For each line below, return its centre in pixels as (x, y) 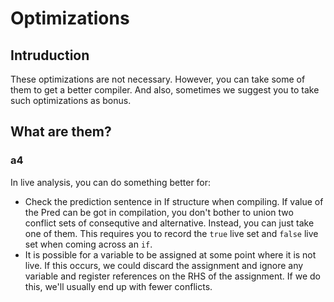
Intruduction (50, 55)
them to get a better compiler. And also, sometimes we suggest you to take (165, 90)
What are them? (61, 132)
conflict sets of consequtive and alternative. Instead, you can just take (169, 223)
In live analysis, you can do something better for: (111, 182)
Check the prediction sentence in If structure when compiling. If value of (174, 201)
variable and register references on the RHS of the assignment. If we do (172, 276)
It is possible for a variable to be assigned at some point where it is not (170, 254)
